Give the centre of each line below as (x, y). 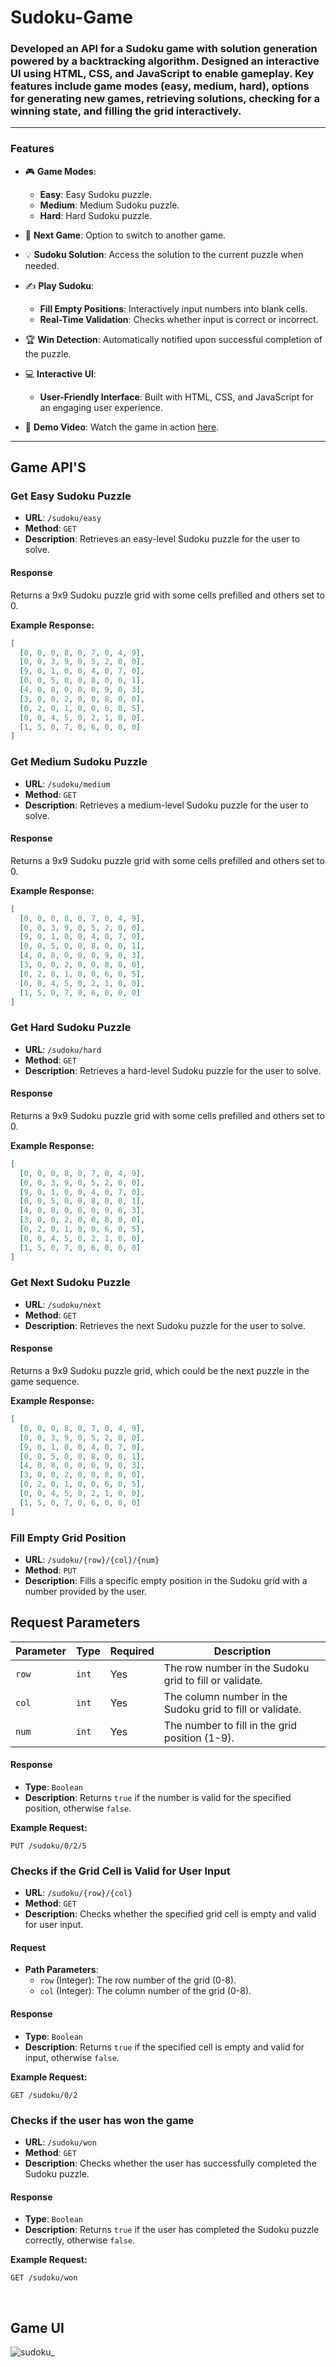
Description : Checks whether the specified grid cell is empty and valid (170, 1914)
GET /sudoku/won (44, 2278)
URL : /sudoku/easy (63, 518)
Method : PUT (50, 1570)
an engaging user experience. (101, 407)
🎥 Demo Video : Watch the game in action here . (122, 427)
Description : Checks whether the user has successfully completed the (170, 2163)
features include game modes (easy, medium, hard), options (160, 86)
